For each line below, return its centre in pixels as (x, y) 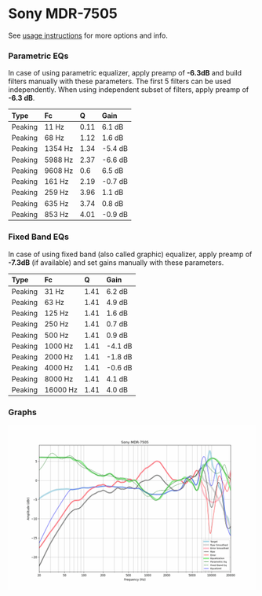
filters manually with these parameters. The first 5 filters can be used (120, 81)
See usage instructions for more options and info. (88, 35)
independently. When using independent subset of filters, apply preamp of (129, 90)
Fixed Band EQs (38, 237)
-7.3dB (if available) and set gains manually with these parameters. (116, 262)
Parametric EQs (38, 56)
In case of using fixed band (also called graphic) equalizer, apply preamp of (130, 254)
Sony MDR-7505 (63, 14)
